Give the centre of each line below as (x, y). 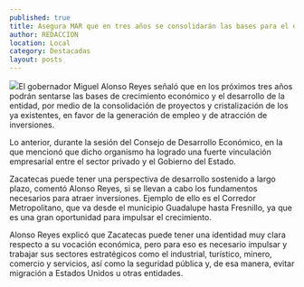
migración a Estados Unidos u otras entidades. (96, 273)
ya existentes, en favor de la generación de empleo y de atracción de (138, 115)
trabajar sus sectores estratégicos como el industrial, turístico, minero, (141, 254)
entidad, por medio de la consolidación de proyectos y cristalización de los (149, 106)
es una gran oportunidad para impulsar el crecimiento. (111, 217)
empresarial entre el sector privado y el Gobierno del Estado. (123, 162)
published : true (40, 18)
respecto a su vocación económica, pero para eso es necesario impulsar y (148, 244)
